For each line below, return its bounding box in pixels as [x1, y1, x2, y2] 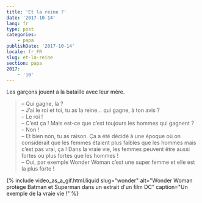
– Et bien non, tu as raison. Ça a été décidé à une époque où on [21, 133, 181, 140]
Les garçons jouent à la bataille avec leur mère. [6, 88, 125, 95]
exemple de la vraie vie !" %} [6, 190, 79, 197]
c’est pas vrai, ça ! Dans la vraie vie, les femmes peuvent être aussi [21, 146, 190, 153]
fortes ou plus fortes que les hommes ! [21, 152, 119, 160]
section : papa [6, 60, 43, 66]
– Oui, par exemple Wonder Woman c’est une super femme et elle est [21, 158, 195, 166]
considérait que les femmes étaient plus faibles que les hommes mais [21, 139, 197, 147]
